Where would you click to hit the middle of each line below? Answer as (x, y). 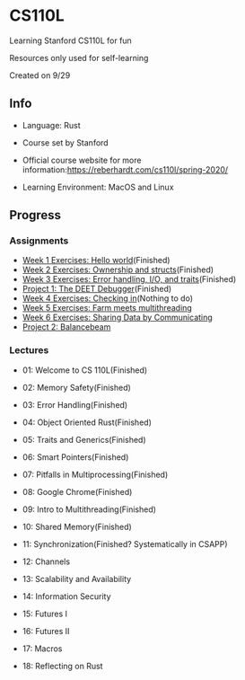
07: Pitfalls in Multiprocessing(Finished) (95, 474)
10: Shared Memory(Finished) (77, 526)
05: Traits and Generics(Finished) (84, 439)
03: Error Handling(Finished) (75, 404)
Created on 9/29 (40, 75)
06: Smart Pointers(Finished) (75, 457)
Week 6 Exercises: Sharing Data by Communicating (117, 318)
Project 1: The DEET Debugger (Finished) (97, 289)
